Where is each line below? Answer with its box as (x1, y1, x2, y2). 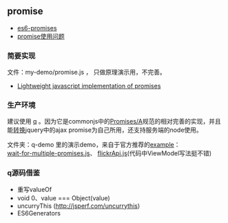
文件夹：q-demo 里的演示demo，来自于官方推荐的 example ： (7, 141, 180, 149)
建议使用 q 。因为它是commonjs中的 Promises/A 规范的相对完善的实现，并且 (7, 117, 222, 126)
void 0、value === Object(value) (17, 193, 110, 202)
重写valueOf (17, 185, 52, 193)
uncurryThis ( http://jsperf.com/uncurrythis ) (17, 202, 141, 210)
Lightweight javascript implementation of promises (17, 82, 161, 90)
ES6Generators (17, 209, 61, 217)
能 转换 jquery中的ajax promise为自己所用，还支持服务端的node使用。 (7, 126, 203, 134)
